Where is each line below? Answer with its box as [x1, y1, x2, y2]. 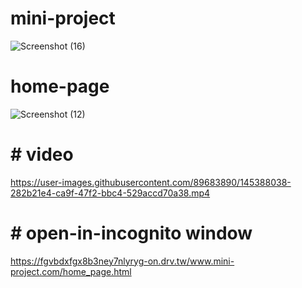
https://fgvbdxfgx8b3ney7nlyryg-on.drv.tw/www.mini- [10, 255, 235, 267]
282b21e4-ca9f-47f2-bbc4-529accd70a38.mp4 [10, 187, 211, 199]
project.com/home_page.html [10, 265, 132, 277]
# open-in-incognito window [10, 222, 253, 244]
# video [10, 143, 74, 166]
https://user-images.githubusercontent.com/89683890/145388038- [10, 176, 292, 188]
